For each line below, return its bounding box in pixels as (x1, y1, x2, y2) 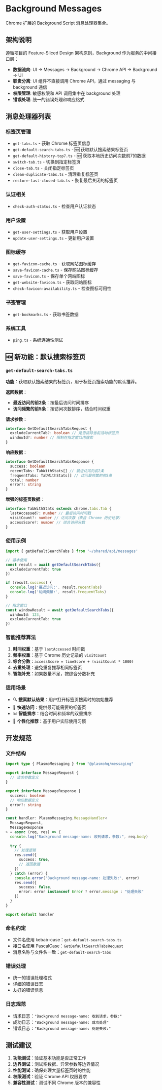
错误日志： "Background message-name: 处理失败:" (12, 1025, 111, 1031)
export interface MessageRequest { (5, 770, 79, 775)
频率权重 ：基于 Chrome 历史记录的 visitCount (12, 652, 107, 658)
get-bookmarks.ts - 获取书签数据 (12, 311, 79, 317)
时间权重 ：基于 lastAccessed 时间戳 (12, 646, 85, 652)
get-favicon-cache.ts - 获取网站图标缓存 (12, 261, 97, 267)
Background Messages (5, 3, 102, 14)
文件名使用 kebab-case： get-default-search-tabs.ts (12, 936, 122, 942)
